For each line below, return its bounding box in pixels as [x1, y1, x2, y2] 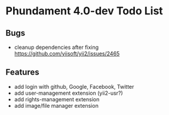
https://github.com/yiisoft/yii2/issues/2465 [14, 50, 120, 57]
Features [5, 67, 39, 77]
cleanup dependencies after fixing [14, 43, 99, 51]
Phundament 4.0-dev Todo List [5, 4, 164, 18]
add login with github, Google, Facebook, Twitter [14, 83, 134, 90]
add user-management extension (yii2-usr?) [14, 89, 123, 97]
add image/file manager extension [14, 102, 99, 109]
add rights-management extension [14, 95, 100, 102]
